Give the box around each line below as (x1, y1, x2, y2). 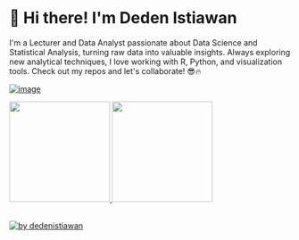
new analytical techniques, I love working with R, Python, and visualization (9, 56, 283, 67)
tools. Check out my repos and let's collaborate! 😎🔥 (9, 65, 202, 76)
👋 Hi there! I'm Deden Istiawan (9, 8, 237, 29)
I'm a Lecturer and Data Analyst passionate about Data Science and (9, 37, 258, 48)
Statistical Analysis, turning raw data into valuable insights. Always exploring (9, 46, 291, 57)
